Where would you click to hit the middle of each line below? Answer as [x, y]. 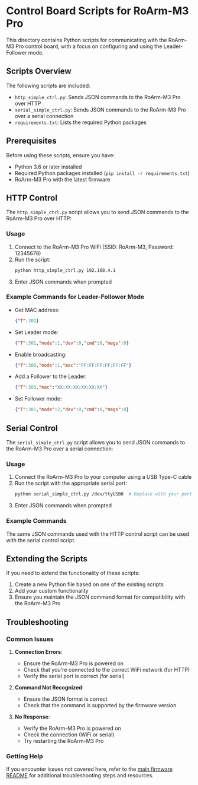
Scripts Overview [39, 71]
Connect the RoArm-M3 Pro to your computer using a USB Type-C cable [103, 477]
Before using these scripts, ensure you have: [61, 155]
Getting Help [25, 756]
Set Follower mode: [38, 399]
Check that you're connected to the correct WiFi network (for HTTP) [107, 670]
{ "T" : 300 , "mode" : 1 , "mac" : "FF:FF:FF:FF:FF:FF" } [73, 365]
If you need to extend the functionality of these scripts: [73, 573]
